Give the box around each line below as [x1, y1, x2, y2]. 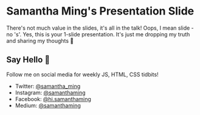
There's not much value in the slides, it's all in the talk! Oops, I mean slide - [6, 24, 195, 31]
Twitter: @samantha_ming [15, 82, 81, 90]
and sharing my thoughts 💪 [6, 37, 74, 44]
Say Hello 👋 [6, 54, 50, 65]
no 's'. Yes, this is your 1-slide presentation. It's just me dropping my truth [6, 30, 190, 38]
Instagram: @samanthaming [15, 89, 86, 96]
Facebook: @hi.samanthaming [15, 95, 91, 102]
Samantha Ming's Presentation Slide [6, 4, 195, 18]
